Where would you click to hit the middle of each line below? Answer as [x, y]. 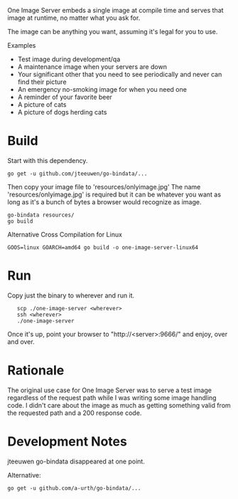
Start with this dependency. [48, 160]
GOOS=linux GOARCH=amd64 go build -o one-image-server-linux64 [103, 247]
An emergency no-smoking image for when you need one [102, 89]
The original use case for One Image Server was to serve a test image [109, 390]
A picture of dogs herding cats [62, 112]
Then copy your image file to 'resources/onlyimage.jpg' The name [104, 187]
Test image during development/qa [69, 59]
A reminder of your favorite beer [65, 97]
